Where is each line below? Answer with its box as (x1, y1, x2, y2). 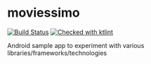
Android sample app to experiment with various (7, 41, 145, 49)
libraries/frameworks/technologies (7, 49, 107, 57)
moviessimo (7, 5, 80, 21)
